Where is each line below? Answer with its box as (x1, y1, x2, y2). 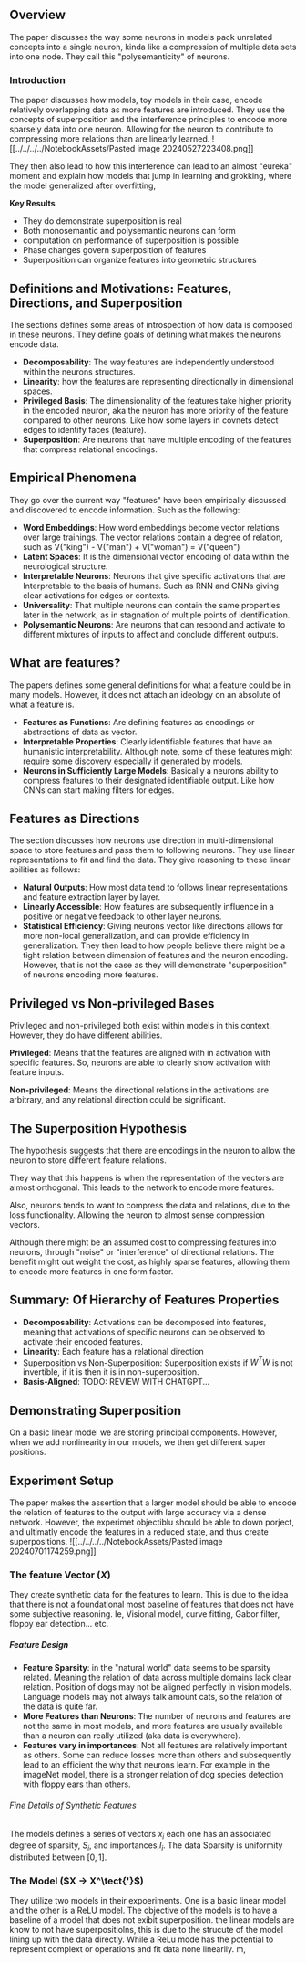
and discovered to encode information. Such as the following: (9, 504, 240, 515)
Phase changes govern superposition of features (22, 245, 207, 256)
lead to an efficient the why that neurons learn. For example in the (22, 1759, 270, 1770)
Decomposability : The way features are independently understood (22, 356, 275, 367)
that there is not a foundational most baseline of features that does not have (9, 1599, 294, 1610)
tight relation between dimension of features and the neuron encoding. (22, 950, 289, 961)
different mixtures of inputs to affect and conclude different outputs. (22, 628, 279, 639)
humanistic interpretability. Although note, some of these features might (22, 745, 293, 756)
